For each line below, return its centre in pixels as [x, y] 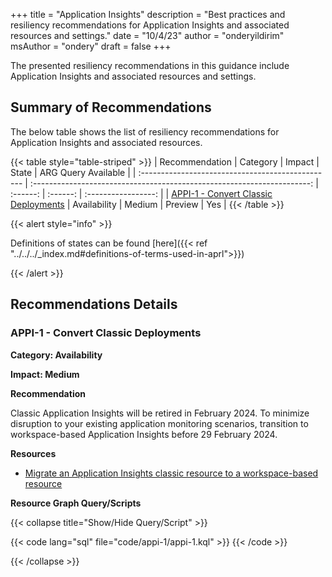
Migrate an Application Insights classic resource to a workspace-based [171, 473]
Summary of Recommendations [111, 107]
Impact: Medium [45, 374]
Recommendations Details [94, 304]
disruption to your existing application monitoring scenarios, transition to [159, 423]
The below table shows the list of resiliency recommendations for [145, 131]
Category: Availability [56, 355]
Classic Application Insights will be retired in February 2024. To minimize [160, 413]
